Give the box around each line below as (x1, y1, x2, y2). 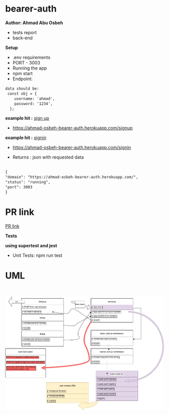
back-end (12, 35, 33, 41)
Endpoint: (12, 76, 33, 82)
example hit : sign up (5, 115, 49, 121)
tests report (12, 29, 37, 35)
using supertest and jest (5, 242, 57, 248)
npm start (12, 70, 33, 76)
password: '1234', (14, 101, 53, 106)
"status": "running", (5, 179, 51, 184)
